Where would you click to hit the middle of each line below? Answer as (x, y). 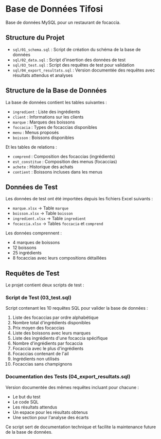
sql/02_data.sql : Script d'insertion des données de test (69, 60)
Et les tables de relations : (31, 147)
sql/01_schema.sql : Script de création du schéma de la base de (77, 49)
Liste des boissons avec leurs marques (52, 333)
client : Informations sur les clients (48, 117)
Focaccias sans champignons (42, 364)
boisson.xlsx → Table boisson (43, 213)
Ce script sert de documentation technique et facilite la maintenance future (81, 427)
